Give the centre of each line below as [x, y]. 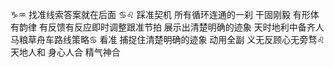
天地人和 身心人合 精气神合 [65, 52]
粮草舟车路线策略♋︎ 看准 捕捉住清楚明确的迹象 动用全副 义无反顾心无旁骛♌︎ [171, 39]
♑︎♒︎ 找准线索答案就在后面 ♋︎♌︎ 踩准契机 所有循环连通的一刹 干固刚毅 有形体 [165, 14]
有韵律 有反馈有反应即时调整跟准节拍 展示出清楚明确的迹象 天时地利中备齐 [163, 27]
